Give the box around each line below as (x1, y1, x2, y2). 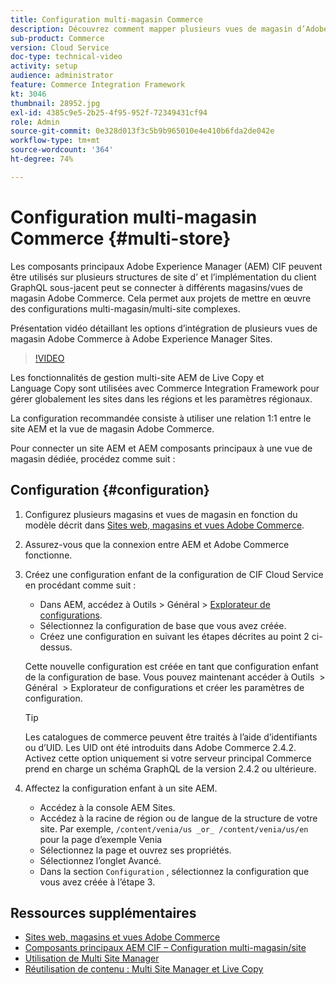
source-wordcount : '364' (10, 145, 114, 155)
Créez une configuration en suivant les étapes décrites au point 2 (39, 630, 310, 642)
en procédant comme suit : (24, 579, 137, 591)
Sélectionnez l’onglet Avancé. (39, 854, 162, 866)
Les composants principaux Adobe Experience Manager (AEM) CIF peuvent (10, 260, 323, 272)
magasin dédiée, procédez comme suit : (10, 452, 176, 465)
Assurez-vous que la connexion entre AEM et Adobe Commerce (24, 538, 290, 550)
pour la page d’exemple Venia (39, 833, 163, 845)
